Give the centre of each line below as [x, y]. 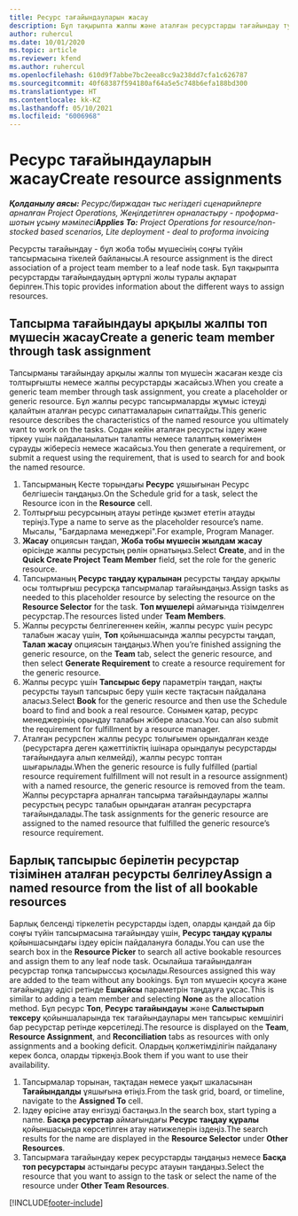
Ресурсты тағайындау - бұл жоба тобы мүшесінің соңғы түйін [126, 249]
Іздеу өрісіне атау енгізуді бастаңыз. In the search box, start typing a [149, 1110]
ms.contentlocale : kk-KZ [55, 100]
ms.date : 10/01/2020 [47, 42]
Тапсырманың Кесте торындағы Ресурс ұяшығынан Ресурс [136, 484]
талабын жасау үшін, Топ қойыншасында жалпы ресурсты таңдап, [149, 635]
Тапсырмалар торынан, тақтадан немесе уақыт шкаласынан [137, 1081]
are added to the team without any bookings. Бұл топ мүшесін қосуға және [148, 979]
